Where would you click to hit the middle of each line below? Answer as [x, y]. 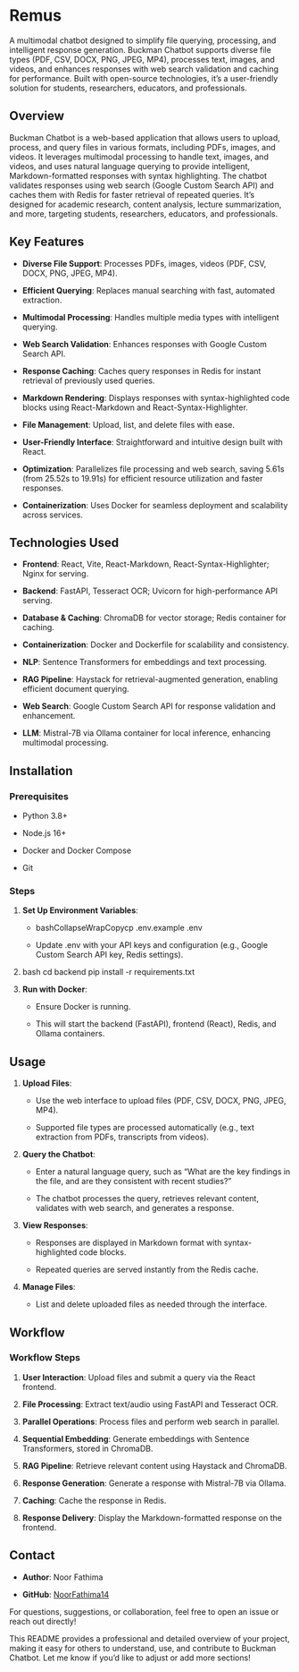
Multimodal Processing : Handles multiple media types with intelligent [150, 317]
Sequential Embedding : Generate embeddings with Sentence [136, 1438]
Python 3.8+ [45, 816]
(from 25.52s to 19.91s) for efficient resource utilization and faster [142, 478]
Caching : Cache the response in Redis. [94, 1500]
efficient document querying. [75, 689]
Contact [32, 1555]
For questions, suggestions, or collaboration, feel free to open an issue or [144, 1611]
